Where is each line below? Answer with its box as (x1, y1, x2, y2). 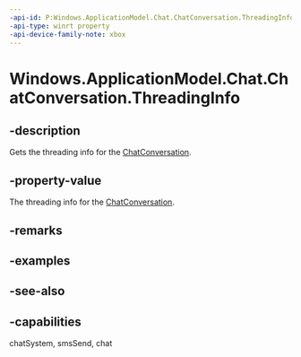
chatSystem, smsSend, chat (9, 338, 113, 349)
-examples (9, 253, 71, 268)
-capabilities (9, 314, 82, 329)
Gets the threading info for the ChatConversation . (9, 147, 192, 158)
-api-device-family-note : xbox (9, 30, 126, 39)
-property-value (9, 172, 102, 188)
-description (9, 123, 81, 138)
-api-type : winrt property (9, 22, 110, 30)
